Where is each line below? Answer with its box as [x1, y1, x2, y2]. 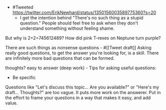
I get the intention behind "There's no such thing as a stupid [19, 15, 143, 20]
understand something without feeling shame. [19, 25, 115, 31]
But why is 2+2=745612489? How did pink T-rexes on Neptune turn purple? [5, 35, 161, 41]
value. [5, 100, 18, 106]
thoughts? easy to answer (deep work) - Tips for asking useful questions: [5, 65, 156, 71]
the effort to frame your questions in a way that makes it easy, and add [5, 95, 151, 101]
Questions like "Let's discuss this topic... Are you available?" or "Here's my [5, 84, 159, 90]
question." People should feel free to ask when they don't [19, 20, 138, 26]
